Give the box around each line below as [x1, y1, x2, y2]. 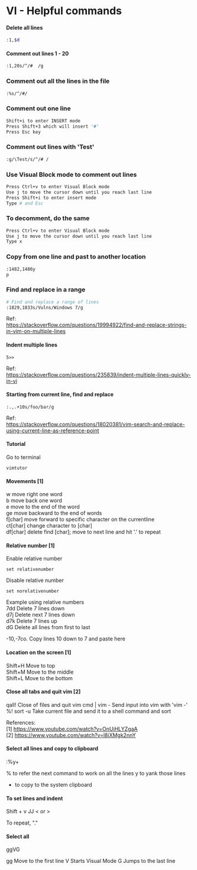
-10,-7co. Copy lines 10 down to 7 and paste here [6, 635, 125, 642]
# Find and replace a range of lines [6, 299, 99, 305]
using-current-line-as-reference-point [6, 427, 99, 434]
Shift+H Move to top [6, 662, 55, 669]
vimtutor [6, 465, 28, 471]
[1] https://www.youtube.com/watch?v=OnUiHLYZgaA [6, 725, 138, 732]
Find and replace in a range [6, 286, 86, 294]
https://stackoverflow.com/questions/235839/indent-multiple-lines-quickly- [6, 371, 191, 378]
